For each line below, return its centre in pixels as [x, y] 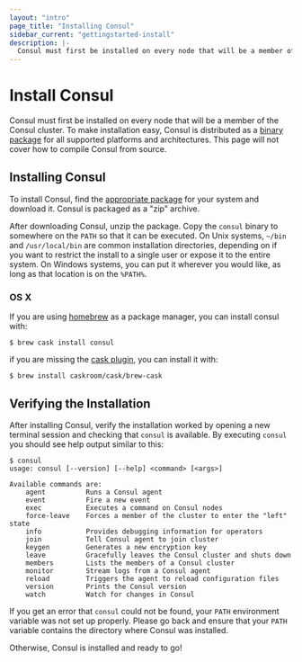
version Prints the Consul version [106, 586]
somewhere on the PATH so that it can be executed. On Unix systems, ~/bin [148, 236]
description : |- [40, 43]
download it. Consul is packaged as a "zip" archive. [105, 209]
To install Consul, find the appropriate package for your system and [134, 199]
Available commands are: [56, 484]
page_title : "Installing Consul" [72, 26]
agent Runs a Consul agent [94, 492]
